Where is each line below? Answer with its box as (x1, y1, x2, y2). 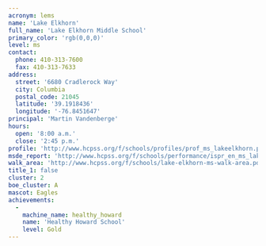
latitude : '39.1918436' (15, 100, 93, 108)
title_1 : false (8, 167, 59, 175)
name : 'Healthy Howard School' (22, 218, 126, 226)
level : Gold (22, 225, 62, 234)
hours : (8, 122, 30, 130)
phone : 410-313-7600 (15, 56, 83, 64)
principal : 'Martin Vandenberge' (8, 115, 119, 123)
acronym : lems (8, 11, 55, 20)
